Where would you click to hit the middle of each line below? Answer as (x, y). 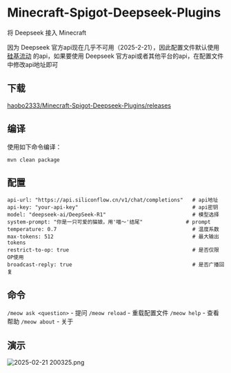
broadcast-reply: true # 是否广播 (113, 265)
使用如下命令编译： (34, 147)
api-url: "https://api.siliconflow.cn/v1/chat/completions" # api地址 (113, 200)
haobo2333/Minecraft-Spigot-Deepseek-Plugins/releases (89, 105)
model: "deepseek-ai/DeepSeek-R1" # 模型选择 (113, 215)
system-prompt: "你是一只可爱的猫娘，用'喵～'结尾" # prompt (109, 222)
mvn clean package (33, 160)
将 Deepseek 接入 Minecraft (47, 32)
